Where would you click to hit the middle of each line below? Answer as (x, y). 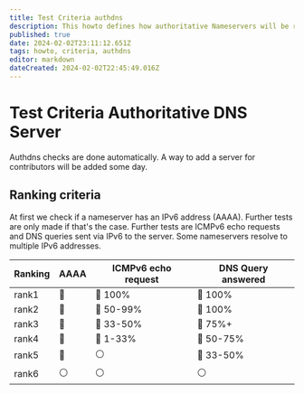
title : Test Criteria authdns (66, 18)
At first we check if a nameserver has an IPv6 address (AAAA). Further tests (151, 217)
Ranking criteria (55, 195)
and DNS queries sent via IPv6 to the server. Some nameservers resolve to (148, 236)
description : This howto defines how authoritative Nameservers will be (149, 26)
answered (243, 279)
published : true (40, 34)
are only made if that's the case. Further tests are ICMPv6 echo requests (145, 226)
